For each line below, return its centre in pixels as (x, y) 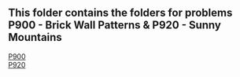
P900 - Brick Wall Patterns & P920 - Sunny (115, 26)
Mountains (35, 37)
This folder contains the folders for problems (120, 13)
